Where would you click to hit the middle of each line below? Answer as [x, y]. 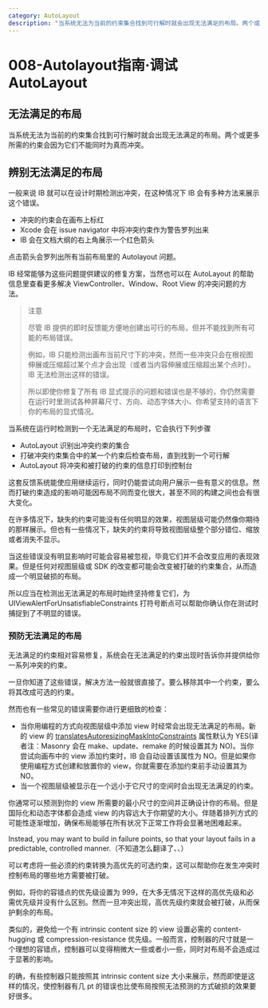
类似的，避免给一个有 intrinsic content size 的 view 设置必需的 [110, 929]
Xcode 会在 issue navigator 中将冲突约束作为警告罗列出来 [114, 230]
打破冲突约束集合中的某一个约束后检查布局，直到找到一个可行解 [124, 455]
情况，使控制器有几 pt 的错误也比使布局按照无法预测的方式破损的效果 [136, 986]
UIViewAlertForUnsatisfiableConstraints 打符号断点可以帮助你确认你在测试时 [134, 603]
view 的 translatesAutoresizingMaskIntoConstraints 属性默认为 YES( [140, 736]
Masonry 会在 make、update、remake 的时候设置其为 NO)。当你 [148, 746]
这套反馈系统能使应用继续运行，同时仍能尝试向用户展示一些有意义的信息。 [130, 482]
